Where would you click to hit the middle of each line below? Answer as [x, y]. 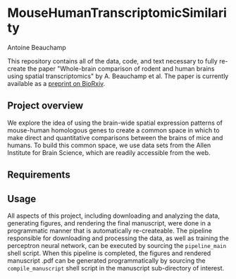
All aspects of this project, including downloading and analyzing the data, [114, 216]
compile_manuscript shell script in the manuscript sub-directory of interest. [116, 268]
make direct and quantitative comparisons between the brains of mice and [115, 137]
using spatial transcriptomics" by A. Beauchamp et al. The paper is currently [118, 76]
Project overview [45, 106]
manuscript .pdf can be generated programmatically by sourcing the [106, 260]
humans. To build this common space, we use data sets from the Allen [109, 145]
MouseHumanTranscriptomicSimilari [117, 13]
